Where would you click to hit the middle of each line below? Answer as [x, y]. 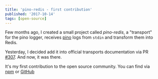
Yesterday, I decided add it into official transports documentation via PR [77, 52]
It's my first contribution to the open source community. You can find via [78, 66]
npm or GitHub [20, 72]
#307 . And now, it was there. [34, 57]
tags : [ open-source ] [26, 18]
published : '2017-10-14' [30, 14]
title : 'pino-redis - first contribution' [49, 9]
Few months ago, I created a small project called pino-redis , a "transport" [79, 32]
